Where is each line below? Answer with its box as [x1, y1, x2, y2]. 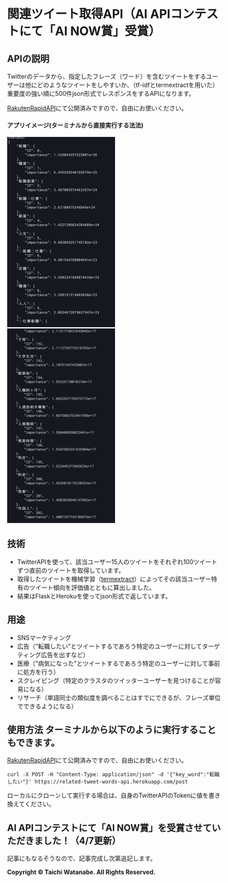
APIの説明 [7, 53, 50, 64]
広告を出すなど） [40, 651, 89, 659]
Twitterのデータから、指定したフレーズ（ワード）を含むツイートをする [7, 73, 207, 80]
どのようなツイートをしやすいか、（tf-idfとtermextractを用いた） [36, 81, 219, 89]
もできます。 [7, 736, 60, 748]
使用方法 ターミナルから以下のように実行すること [7, 724, 216, 736]
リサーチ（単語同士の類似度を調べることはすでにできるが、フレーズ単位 [16, 693, 221, 701]
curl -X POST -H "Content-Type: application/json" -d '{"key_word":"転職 [7, 771, 220, 778]
